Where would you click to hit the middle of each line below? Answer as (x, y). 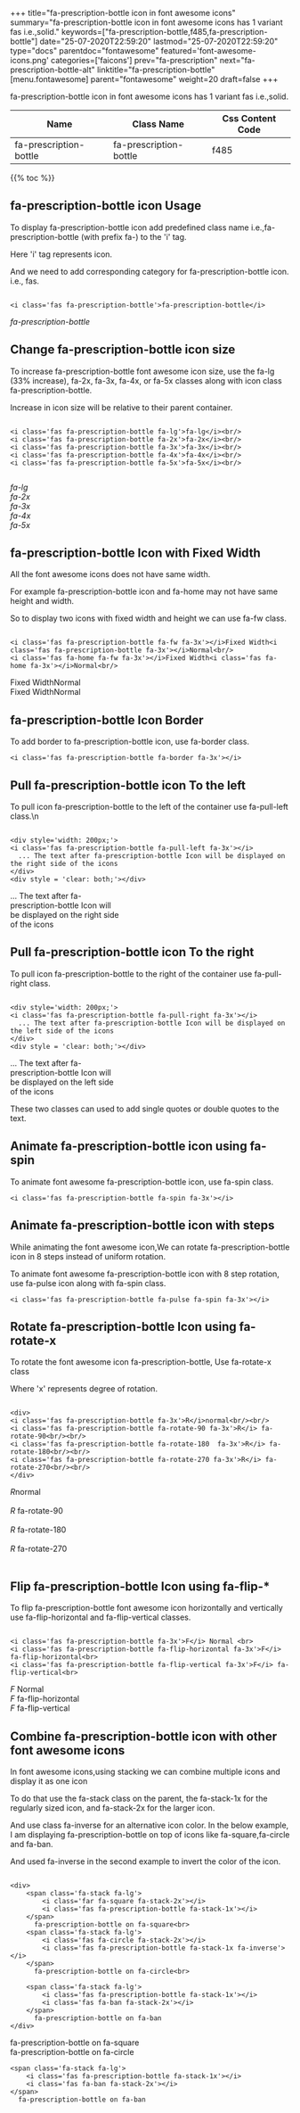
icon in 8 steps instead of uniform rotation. (88, 1256)
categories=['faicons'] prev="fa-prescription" (134, 60)
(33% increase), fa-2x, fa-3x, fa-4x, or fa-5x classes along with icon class (146, 380)
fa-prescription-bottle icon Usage (106, 206)
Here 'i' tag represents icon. (61, 254)
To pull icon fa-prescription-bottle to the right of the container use (131, 974)
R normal (25, 1492)
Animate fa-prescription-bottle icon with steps (142, 1226)
